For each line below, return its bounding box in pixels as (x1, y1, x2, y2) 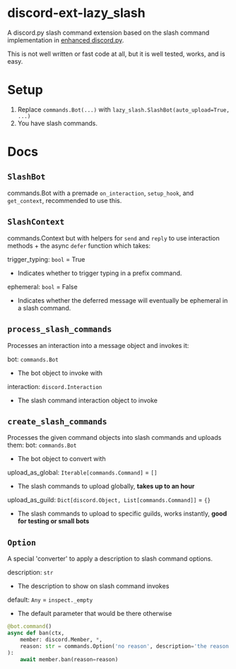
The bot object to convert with (17, 455, 106, 463)
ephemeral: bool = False (7, 282, 78, 291)
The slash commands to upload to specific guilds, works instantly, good (17, 509, 228, 518)
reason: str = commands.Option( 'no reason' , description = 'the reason (20, 642, 230, 650)
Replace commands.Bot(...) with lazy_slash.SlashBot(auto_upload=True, (17, 105, 230, 114)
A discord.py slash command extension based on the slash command (7, 28, 210, 37)
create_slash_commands (7, 416, 107, 426)
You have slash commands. (17, 119, 98, 127)
